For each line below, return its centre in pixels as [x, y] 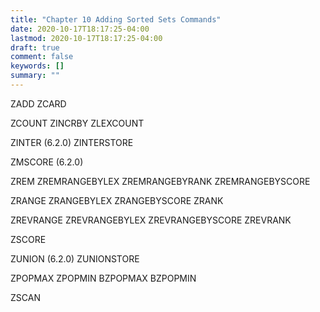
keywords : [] [37, 66]
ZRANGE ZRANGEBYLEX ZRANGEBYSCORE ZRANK [117, 200]
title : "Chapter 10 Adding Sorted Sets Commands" [116, 19]
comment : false [42, 57]
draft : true [35, 47]
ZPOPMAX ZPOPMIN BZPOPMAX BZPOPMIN [103, 278]
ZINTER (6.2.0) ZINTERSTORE [72, 142]
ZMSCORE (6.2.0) [47, 162]
